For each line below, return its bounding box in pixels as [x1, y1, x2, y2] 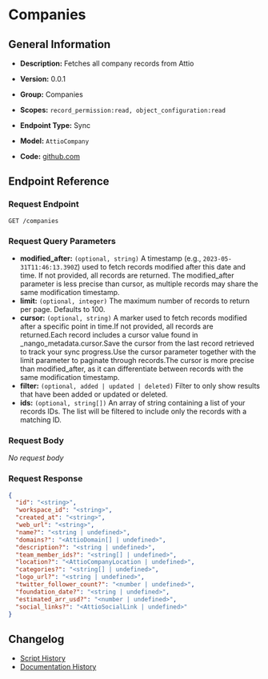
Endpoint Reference [8, 174, 110, 189]
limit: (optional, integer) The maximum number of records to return [19, 296, 250, 306]
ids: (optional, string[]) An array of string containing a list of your [19, 397, 246, 407]
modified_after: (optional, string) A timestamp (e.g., [19, 254, 202, 263]
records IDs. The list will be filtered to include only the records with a [19, 406, 247, 416]
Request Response [8, 473, 83, 485]
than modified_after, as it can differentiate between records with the [19, 364, 244, 373]
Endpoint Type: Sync [19, 121, 91, 130]
